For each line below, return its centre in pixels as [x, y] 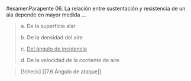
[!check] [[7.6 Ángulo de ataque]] [61, 72]
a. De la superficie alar [48, 26]
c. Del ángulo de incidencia [54, 49]
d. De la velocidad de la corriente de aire [70, 60]
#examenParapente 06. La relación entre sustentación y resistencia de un [96, 9]
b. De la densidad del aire [51, 37]
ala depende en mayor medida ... [46, 15]
